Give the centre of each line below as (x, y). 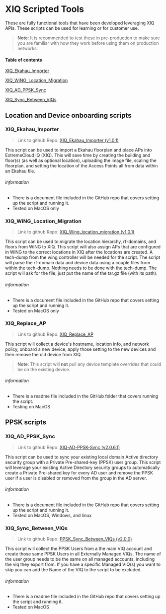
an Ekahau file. (20, 171)
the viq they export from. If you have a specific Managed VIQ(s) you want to (83, 564)
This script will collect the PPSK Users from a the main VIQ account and (79, 549)
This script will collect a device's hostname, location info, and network (77, 344)
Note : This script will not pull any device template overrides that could (89, 364)
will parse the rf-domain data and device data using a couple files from (78, 263)
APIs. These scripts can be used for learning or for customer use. (72, 28)
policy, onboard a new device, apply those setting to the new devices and (81, 349)
